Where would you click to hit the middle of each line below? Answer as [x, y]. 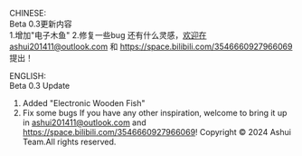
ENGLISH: [28, 76]
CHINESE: [28, 13]
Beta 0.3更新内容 [41, 24]
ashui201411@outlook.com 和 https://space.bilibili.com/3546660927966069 [151, 46]
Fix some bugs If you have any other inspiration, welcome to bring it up [155, 113]
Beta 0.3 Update [40, 86]
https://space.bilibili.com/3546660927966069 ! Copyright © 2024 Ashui [157, 132]
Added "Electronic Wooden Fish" [84, 103]
